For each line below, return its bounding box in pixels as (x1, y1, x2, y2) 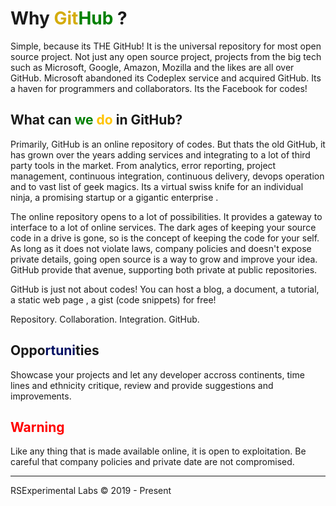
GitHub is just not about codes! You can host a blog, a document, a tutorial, (10, 283, 320, 295)
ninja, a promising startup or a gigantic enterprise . (10, 191, 219, 203)
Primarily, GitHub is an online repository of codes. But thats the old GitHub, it (10, 138, 326, 150)
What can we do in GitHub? (10, 112, 183, 129)
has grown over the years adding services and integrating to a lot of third (10, 148, 311, 161)
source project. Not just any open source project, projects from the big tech (10, 50, 322, 62)
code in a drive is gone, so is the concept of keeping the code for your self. (10, 232, 320, 244)
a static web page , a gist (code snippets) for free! (10, 293, 217, 306)
